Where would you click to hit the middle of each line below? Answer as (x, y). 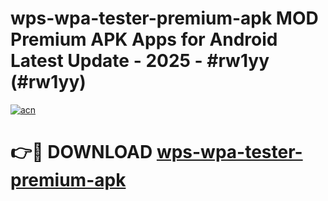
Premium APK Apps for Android (144, 39)
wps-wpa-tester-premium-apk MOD (164, 18)
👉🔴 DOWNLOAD (81, 152)
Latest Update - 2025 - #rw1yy (140, 61)
